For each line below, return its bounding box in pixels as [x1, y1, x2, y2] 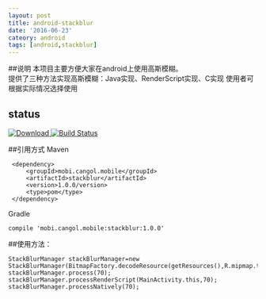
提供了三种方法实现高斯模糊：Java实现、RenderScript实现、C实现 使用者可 [8, 74, 254, 83]
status [8, 107, 41, 121]
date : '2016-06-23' [8, 26, 73, 34]
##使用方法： [8, 239, 52, 248]
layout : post [8, 11, 51, 20]
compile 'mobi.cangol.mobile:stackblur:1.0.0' [8, 224, 165, 232]
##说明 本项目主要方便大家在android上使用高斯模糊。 [8, 64, 183, 74]
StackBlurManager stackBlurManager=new [8, 255, 140, 263]
